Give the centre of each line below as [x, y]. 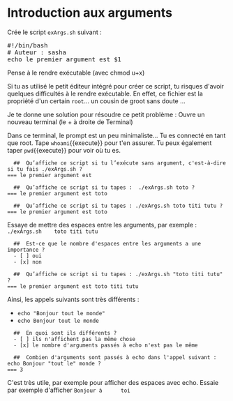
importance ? [26, 250]
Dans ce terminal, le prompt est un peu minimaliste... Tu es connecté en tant [116, 135]
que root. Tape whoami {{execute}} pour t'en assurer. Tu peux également [110, 143]
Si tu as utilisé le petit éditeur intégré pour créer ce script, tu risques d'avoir [116, 86]
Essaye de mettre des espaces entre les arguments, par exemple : [102, 225]
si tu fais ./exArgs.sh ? [45, 169]
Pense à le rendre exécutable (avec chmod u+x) [76, 73]
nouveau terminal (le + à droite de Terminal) [70, 122]
